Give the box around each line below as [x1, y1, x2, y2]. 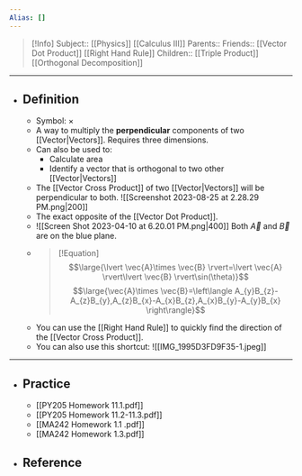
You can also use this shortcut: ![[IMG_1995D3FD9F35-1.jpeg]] [35, 342, 267, 352]
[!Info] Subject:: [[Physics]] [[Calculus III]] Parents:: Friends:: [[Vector [31, 38, 288, 49]
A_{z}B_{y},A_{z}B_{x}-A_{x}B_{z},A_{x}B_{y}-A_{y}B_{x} [70, 295, 281, 307]
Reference [22, 454, 83, 470]
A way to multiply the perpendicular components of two [35, 125, 244, 136]
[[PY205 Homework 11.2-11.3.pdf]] [35, 409, 163, 420]
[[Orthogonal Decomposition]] [31, 57, 144, 68]
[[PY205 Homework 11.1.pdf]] [35, 400, 144, 411]
